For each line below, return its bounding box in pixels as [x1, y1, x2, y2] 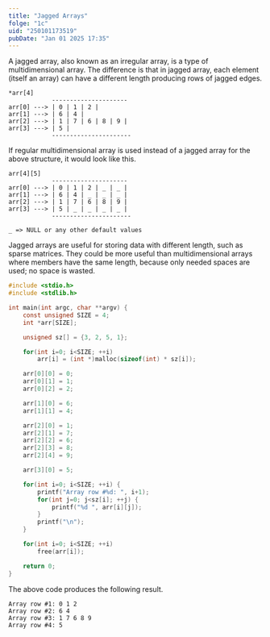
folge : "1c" [8, 19, 48, 27]
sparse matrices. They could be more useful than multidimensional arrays [8, 249, 253, 259]
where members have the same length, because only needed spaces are [8, 257, 251, 267]
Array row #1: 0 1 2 [8, 600, 78, 608]
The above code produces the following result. [8, 584, 164, 593]
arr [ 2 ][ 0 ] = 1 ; [23, 421, 74, 430]
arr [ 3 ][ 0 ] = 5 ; [23, 466, 74, 474]
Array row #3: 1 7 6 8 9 [8, 614, 92, 622]
